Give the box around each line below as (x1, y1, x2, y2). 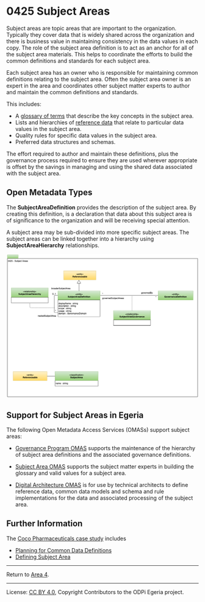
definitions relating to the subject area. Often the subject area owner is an (6, 75, 191, 83)
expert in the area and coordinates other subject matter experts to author (6, 81, 190, 89)
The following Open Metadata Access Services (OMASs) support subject (6, 426, 190, 434)
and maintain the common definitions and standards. (6, 88, 139, 96)
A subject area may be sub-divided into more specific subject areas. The (6, 228, 189, 236)
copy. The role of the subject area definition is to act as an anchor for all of (6, 44, 194, 51)
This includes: (6, 100, 41, 108)
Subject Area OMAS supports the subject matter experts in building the (15, 463, 194, 470)
